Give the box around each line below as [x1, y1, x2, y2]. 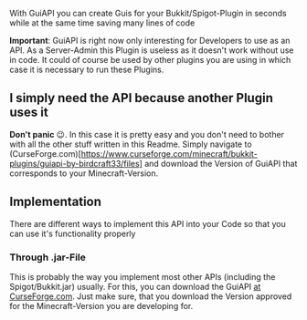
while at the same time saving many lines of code [9, 17, 196, 28]
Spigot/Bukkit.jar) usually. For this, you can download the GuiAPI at [9, 281, 261, 292]
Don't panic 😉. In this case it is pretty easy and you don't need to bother [9, 129, 285, 139]
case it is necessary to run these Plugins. [9, 64, 164, 75]
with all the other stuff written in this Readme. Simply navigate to [9, 139, 253, 150]
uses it [9, 105, 48, 120]
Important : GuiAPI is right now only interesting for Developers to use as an [9, 36, 291, 46]
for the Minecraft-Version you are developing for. [9, 300, 194, 311]
